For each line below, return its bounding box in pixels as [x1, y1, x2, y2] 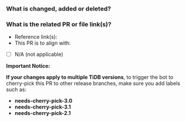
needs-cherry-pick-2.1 [14, 110, 71, 117]
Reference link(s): [14, 34, 57, 41]
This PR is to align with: [14, 40, 71, 46]
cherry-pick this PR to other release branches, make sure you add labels [6, 80, 180, 87]
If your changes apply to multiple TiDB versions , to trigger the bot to [6, 74, 174, 81]
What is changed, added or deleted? [6, 5, 111, 13]
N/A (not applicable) [14, 51, 63, 58]
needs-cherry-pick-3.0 [14, 98, 73, 105]
